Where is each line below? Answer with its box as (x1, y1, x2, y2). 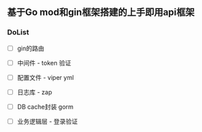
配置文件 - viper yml (16, 73, 74, 81)
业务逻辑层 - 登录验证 (16, 118, 78, 125)
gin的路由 (16, 44, 45, 52)
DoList (7, 27, 30, 37)
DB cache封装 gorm (16, 102, 74, 111)
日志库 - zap (16, 88, 53, 96)
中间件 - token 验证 (16, 58, 71, 67)
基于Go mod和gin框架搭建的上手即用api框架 (7, 6, 195, 19)
